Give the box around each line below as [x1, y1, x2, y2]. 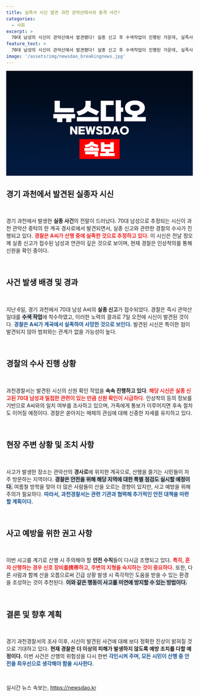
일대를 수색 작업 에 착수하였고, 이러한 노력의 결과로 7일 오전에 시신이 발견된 [6, 313, 178, 320]
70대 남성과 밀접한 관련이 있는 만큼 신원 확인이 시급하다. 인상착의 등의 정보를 [17, 394, 192, 402]
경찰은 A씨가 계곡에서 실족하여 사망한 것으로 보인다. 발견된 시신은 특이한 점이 [14, 320, 191, 327]
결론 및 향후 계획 [6, 609, 62, 619]
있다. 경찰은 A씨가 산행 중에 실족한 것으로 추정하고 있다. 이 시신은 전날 [21, 232, 182, 240]
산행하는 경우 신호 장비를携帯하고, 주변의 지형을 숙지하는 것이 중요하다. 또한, [12, 564, 187, 571]
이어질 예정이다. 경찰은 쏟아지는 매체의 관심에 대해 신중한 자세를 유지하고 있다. [12, 409, 192, 416]
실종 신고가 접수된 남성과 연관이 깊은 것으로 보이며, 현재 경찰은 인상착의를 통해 [12, 240, 192, 247]
